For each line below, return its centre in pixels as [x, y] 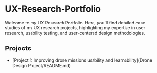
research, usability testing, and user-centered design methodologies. [75, 33]
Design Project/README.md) [42, 65]
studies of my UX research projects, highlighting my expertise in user [75, 27]
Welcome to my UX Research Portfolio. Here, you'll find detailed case [75, 23]
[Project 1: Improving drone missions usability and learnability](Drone [82, 60]
